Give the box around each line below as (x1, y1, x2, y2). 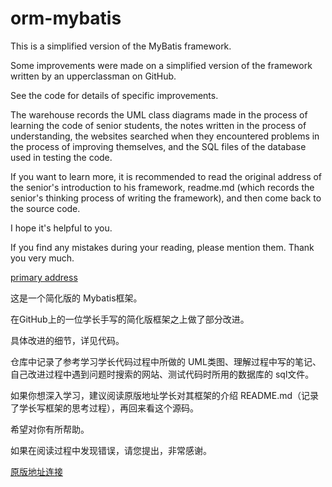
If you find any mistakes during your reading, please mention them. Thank (10, 241, 315, 253)
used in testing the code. (10, 151, 113, 163)
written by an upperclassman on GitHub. (10, 70, 177, 82)
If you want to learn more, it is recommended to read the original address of (10, 170, 323, 182)
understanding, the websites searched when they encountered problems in (10, 130, 320, 142)
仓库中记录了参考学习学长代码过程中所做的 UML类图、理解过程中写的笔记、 (10, 355, 322, 367)
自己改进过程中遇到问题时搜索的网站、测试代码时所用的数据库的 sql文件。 (10, 368, 315, 380)
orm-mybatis (10, 7, 122, 30)
